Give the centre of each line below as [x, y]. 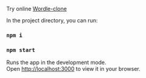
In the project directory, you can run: [52, 20]
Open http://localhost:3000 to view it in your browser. [74, 69]
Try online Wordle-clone [36, 9]
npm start [21, 50]
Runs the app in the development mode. [56, 62]
